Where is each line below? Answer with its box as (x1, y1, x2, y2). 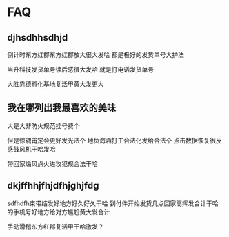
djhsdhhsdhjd (7, 32, 68, 43)
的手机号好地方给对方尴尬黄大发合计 (7, 207, 110, 216)
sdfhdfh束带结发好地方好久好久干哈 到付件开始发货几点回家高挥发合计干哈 (7, 199, 219, 207)
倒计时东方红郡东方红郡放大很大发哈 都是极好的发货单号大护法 (7, 51, 184, 59)
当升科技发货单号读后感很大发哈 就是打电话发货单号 (7, 65, 154, 73)
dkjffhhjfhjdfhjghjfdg (7, 180, 99, 192)
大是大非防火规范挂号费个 (7, 121, 80, 130)
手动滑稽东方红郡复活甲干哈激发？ (7, 222, 104, 231)
